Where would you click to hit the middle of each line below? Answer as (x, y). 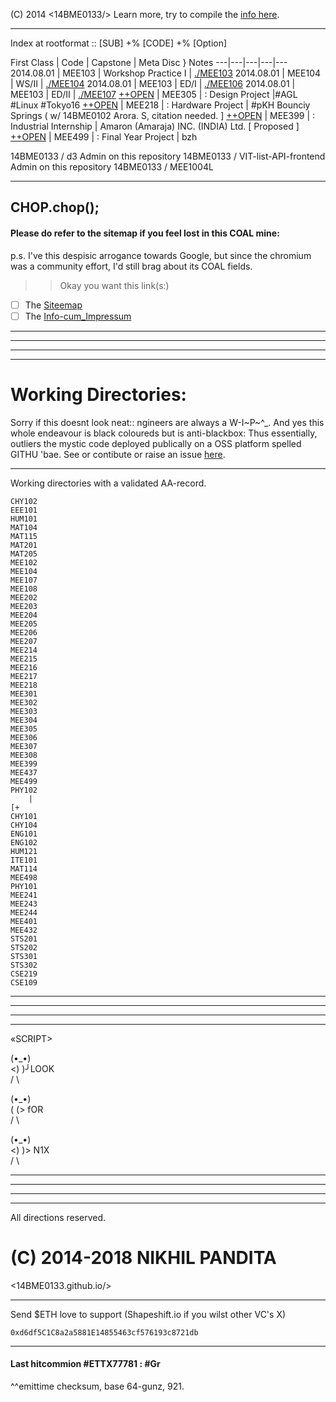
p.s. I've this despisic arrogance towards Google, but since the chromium (161, 255)
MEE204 (24, 615)
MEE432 (24, 930)
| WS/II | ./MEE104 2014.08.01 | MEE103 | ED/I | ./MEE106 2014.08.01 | (153, 83)
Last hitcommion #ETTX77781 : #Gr (85, 1364)
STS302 (24, 965)
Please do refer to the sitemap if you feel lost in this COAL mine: (145, 233)
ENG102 (24, 842)
